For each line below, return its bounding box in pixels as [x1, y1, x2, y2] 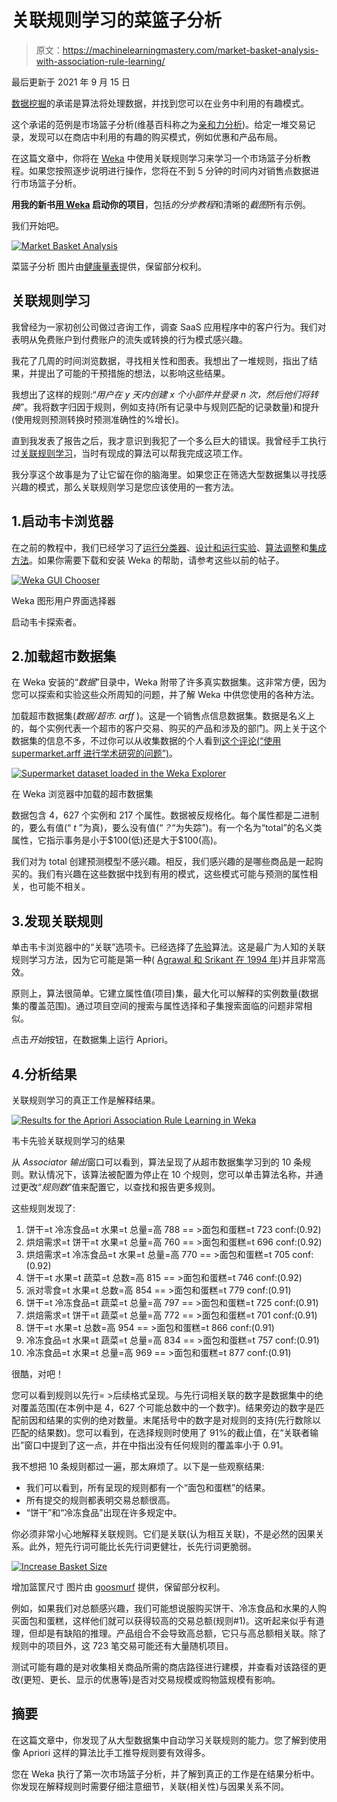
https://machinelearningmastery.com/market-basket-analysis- [62, 44, 319, 56]
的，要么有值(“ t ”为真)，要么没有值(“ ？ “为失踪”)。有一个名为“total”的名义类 [11, 822, 323, 834]
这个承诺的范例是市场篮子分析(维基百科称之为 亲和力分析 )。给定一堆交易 [11, 118, 308, 130]
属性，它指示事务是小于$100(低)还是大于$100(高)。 [11, 834, 223, 846]
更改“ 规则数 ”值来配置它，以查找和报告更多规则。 [19, 1181, 221, 1193]
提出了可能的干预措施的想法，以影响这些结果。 [37, 367, 231, 379]
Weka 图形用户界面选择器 [11, 594, 116, 606]
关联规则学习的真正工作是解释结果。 [11, 1094, 161, 1106]
